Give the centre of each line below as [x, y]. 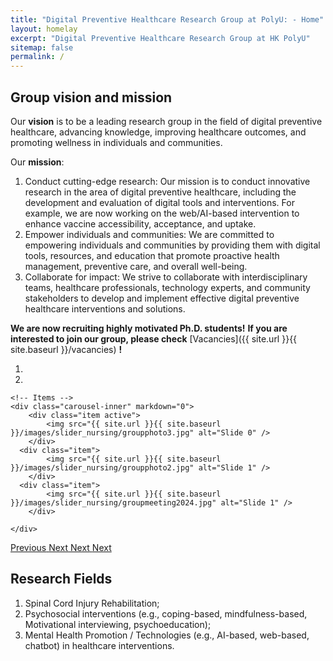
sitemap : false [42, 47]
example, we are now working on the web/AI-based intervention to [162, 213]
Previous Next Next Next [61, 547]
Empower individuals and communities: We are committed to [149, 234]
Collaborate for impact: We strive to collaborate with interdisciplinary [166, 277]
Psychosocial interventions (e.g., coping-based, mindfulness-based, [166, 613]
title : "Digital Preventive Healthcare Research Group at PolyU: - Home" [167, 19]
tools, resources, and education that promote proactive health [152, 255]
